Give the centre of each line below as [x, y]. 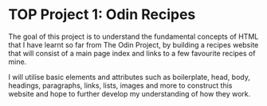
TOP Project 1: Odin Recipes [102, 15]
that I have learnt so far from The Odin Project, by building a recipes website [133, 44]
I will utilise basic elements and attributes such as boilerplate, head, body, [130, 77]
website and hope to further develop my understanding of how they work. [130, 93]
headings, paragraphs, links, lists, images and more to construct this [120, 85]
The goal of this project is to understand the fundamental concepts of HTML [133, 36]
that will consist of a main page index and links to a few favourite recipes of [132, 53]
